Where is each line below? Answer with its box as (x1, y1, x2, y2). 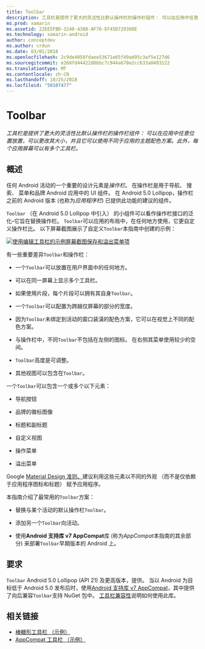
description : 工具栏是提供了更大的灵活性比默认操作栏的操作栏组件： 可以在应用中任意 (6, 15, 199, 21)
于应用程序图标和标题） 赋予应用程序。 (6, 480, 104, 487)
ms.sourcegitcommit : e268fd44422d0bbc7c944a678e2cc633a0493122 (6, 60, 170, 66)
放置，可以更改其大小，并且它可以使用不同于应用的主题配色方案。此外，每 (11, 137, 198, 144)
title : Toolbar (6, 9, 45, 15)
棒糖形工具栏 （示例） (15, 628, 71, 636)
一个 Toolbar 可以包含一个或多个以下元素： (6, 382, 111, 389)
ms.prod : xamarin (6, 20, 50, 26)
